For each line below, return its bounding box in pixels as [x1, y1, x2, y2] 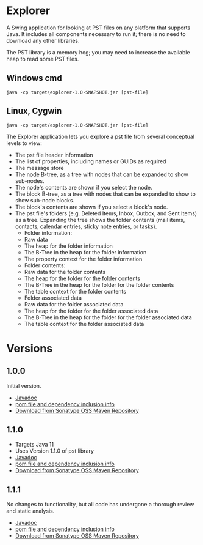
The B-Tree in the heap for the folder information [24, 248, 147, 256]
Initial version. [6, 382, 41, 389]
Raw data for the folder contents [24, 268, 105, 275]
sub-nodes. [15, 177, 45, 184]
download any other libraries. [6, 37, 80, 44]
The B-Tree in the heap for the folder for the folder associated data [24, 313, 192, 321]
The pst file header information [15, 151, 93, 158]
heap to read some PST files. [6, 55, 79, 62]
